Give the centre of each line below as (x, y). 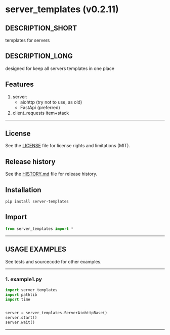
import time (18, 299)
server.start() (21, 318)
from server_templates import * (39, 229)
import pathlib (21, 295)
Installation (23, 190)
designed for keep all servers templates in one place (60, 68)
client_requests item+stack (41, 113)
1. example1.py (24, 279)
